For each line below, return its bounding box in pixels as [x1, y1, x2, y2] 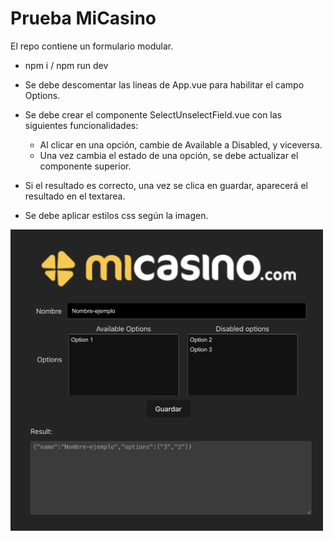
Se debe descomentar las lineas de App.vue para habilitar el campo [24, 78, 305, 91]
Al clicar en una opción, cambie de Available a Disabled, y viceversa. [39, 138, 323, 151]
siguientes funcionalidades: [24, 119, 139, 131]
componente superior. [39, 160, 132, 172]
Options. [24, 89, 61, 101]
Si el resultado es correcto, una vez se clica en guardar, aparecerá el [24, 179, 308, 191]
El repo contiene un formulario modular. [10, 40, 174, 52]
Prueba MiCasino [10, 7, 157, 30]
